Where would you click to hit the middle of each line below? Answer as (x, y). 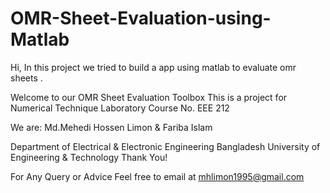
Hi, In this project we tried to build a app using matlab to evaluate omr (153, 67)
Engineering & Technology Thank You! (89, 157)
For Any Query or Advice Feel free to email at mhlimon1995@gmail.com (157, 176)
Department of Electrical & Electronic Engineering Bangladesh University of (165, 146)
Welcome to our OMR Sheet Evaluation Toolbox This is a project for (149, 97)
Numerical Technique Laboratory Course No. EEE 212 (120, 108)
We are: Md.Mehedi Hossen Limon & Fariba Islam (111, 127)
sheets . (26, 78)
